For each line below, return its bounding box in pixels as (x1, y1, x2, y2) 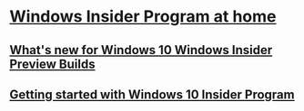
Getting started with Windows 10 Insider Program (9, 87, 295, 102)
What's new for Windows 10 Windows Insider (9, 42, 273, 58)
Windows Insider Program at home (9, 6, 277, 27)
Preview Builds (9, 56, 96, 71)
